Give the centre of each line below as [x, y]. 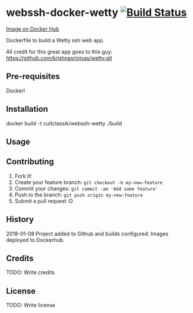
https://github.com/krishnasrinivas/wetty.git [59, 58]
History [20, 220]
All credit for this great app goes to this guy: [59, 51]
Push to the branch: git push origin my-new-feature [79, 195]
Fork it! [23, 176]
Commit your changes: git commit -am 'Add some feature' [86, 188]
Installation [27, 109]
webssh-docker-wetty [62, 13]
